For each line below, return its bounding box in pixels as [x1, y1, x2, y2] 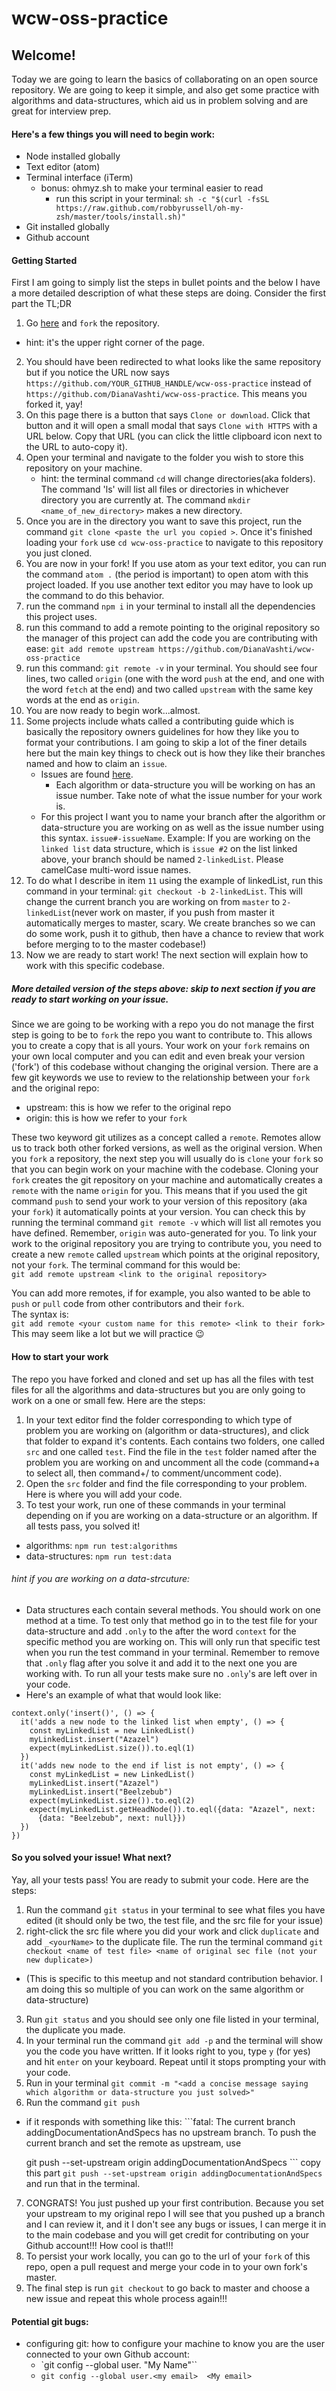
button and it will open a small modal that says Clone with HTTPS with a [25, 420, 318, 432]
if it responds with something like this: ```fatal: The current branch [25, 2115, 296, 2127]
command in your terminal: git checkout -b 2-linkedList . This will [25, 885, 303, 897]
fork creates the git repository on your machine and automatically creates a [11, 1174, 323, 1186]
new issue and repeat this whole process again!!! [25, 2292, 228, 2304]
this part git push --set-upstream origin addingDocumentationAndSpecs [25, 2167, 323, 2179]
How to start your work [11, 1350, 109, 1362]
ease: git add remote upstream [25, 643, 155, 655]
